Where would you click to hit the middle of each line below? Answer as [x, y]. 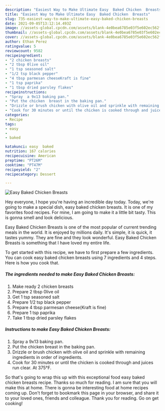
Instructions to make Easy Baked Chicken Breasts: [58, 329]
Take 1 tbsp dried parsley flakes [44, 318]
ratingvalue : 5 [21, 46]
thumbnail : [16, 32]
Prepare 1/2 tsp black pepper [41, 302]
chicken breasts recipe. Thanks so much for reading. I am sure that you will [81, 382]
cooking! [14, 404]
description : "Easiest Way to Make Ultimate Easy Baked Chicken [73, 10]
